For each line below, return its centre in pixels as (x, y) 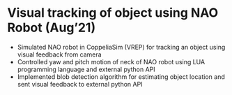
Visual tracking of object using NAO (113, 13)
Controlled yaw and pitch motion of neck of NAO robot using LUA (111, 61)
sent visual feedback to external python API (80, 84)
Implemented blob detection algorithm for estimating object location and (121, 76)
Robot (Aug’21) (52, 28)
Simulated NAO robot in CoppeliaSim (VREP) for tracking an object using (121, 47)
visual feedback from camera (60, 54)
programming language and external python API (86, 69)
